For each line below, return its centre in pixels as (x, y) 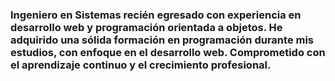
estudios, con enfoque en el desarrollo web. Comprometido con (168, 52)
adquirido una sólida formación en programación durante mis (162, 40)
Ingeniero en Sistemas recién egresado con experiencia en (156, 15)
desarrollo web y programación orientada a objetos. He (146, 27)
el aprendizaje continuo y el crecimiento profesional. (141, 65)
